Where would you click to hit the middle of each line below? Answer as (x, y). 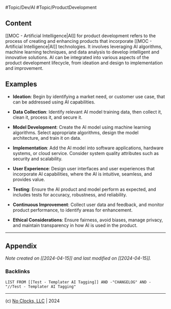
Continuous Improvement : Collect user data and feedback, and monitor (88, 204)
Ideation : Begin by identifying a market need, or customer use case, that (89, 96)
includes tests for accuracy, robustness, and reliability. (70, 195)
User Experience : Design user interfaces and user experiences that (84, 168)
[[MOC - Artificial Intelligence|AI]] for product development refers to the (81, 36)
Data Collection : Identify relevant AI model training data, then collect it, (87, 112)
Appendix (21, 246)
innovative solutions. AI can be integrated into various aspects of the (77, 57)
